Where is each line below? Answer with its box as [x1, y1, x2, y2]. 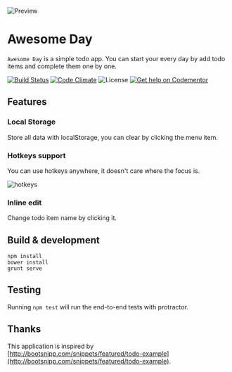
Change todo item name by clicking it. [7, 214, 117, 222]
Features [7, 96, 47, 108]
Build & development [7, 234, 100, 246]
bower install [7, 259, 49, 267]
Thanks [7, 323, 41, 335]
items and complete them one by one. [7, 62, 117, 70]
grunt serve [7, 265, 42, 272]
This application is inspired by [7, 342, 94, 350]
